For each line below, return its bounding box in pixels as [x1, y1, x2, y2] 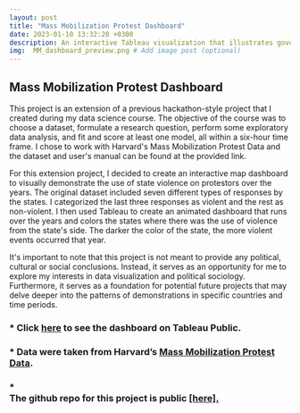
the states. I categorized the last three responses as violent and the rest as [9, 196, 284, 206]
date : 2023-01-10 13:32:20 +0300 [9, 29, 134, 38]
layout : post [9, 13, 58, 22]
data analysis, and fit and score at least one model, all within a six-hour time [9, 131, 288, 142]
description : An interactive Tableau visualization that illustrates [9, 38, 274, 47]
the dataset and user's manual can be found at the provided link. [9, 150, 247, 161]
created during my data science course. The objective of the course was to [9, 113, 287, 123]
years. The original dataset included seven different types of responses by [9, 187, 283, 198]
